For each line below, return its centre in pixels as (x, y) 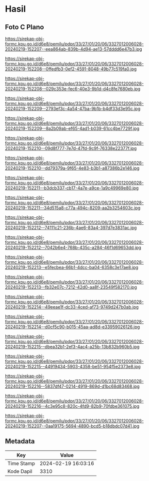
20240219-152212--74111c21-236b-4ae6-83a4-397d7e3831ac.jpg (71, 228)
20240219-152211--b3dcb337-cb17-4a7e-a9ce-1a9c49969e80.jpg (72, 188)
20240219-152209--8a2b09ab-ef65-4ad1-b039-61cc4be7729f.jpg (72, 128)
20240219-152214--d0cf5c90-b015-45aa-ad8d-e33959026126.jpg (73, 327)
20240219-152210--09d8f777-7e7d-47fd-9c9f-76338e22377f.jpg (71, 148)
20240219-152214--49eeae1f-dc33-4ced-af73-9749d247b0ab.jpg (72, 307)
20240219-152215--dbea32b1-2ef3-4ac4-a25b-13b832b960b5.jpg (72, 347)
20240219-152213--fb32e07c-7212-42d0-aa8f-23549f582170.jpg (71, 287)
